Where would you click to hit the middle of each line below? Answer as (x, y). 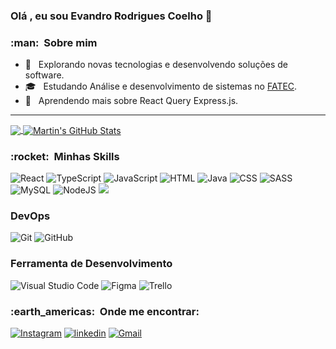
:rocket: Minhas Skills (65, 156)
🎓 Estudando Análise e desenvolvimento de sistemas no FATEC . (161, 86)
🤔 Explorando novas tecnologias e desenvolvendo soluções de (156, 65)
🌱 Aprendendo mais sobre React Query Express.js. (131, 101)
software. (44, 75)
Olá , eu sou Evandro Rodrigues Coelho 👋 (111, 16)
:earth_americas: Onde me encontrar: (105, 311)
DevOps (30, 216)
